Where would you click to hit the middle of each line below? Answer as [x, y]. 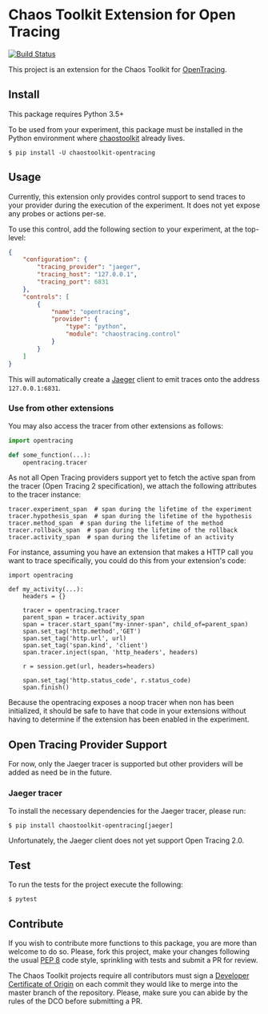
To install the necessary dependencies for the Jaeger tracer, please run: [127, 811]
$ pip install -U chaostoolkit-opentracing [82, 153]
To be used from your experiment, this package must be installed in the [126, 129]
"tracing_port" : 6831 [73, 282]
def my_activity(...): [46, 589]
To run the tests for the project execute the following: [96, 885]
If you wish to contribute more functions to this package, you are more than [133, 944]
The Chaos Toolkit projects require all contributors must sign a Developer [129, 976]
